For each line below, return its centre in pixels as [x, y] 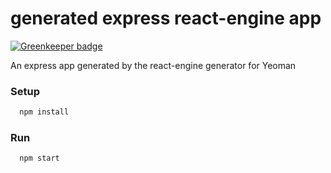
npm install [44, 112]
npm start [39, 158]
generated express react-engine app [166, 18]
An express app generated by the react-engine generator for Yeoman [153, 65]
